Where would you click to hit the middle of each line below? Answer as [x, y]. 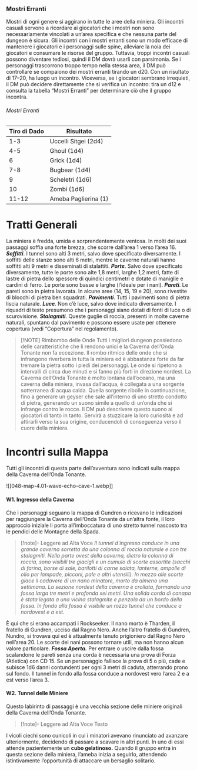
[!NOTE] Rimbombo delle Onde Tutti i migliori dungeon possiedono [101, 340]
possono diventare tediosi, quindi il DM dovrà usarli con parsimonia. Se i [94, 59]
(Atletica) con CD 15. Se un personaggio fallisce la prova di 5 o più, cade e [96, 661]
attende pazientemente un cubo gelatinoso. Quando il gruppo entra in [91, 748]
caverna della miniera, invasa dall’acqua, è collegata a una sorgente [102, 384]
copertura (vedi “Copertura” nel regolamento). [62, 329]
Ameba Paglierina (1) [79, 198]
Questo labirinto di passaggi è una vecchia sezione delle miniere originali [94, 706]
